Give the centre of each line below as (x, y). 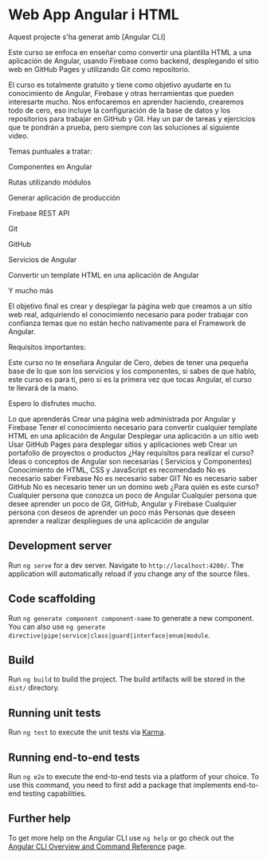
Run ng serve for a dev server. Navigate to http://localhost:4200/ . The (126, 565)
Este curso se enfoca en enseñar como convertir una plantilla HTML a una (130, 52)
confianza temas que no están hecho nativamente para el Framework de (127, 323)
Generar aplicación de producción (65, 197)
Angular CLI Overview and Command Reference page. (97, 846)
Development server (60, 546)
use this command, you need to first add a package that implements (120, 785)
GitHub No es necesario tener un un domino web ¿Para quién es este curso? (133, 487)
